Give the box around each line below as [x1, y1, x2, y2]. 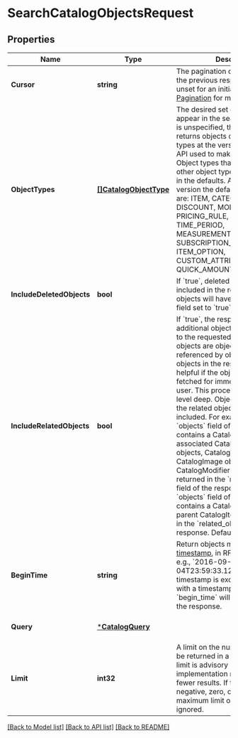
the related [176, 403, 212, 413]
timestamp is [176, 574, 220, 584]
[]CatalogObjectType [96, 185, 170, 194]
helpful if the [176, 368, 218, 378]
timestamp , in [176, 548, 222, 557]
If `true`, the [176, 314, 216, 324]
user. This [176, 385, 210, 395]
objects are [176, 341, 214, 351]
